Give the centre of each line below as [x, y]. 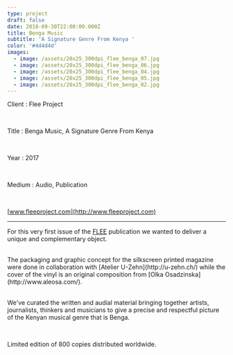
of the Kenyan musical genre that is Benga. [69, 318]
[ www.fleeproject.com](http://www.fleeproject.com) [81, 211]
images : [18, 53]
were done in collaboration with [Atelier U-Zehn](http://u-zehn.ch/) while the [116, 267]
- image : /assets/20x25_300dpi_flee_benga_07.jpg [86, 59]
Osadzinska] [183, 275]
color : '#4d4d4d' [32, 46]
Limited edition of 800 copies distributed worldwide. [82, 345]
